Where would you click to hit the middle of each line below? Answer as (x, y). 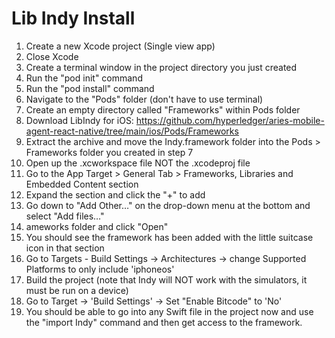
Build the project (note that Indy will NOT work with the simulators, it (166, 279)
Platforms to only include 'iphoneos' (100, 269)
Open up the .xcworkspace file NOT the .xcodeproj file (138, 163)
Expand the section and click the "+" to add (115, 194)
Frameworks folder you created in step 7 (109, 152)
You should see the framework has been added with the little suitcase (169, 237)
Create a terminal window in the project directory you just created (161, 67)
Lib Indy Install (73, 18)
